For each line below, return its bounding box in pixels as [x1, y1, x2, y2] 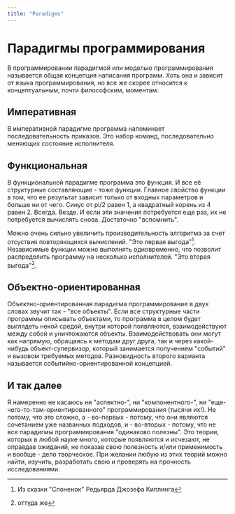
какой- [193, 337, 214, 345]
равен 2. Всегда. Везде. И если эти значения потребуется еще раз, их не [7, 208, 227, 217]
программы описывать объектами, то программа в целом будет [7, 315, 201, 323]
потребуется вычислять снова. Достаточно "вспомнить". [7, 215, 179, 224]
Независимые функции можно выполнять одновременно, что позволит [7, 245, 222, 253]
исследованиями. [7, 465, 61, 473]
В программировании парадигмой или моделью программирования [7, 64, 213, 72]
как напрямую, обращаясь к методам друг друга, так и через [7, 337, 192, 345]
